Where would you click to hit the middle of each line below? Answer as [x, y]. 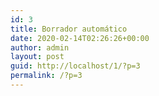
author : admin [40, 47]
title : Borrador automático [69, 29]
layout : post [37, 57]
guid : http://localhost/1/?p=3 [75, 66]
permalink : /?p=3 [46, 76]
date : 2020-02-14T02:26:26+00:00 [80, 38]
